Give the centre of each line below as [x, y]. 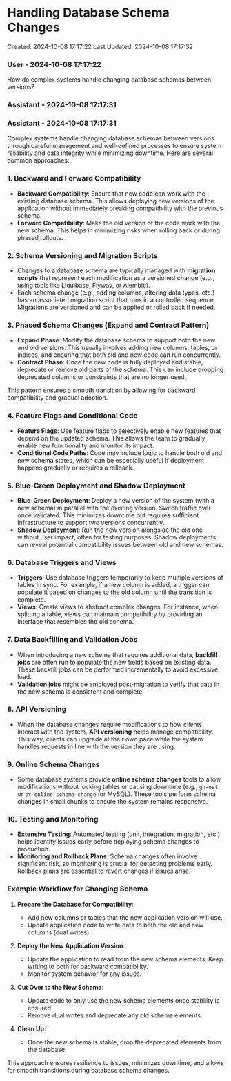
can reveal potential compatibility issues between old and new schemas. [120, 544]
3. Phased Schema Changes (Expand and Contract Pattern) [108, 325]
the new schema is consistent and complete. [81, 691]
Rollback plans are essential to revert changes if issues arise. [104, 871]
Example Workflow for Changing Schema [78, 889]
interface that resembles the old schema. [76, 622]
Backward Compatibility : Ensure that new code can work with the [111, 193]
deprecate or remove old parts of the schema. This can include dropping [120, 370]
